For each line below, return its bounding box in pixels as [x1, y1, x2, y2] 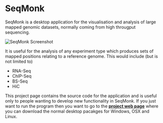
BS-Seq [12, 78, 28, 84]
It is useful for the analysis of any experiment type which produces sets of [5, 48, 154, 54]
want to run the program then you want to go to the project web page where [5, 103, 159, 109]
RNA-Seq [12, 68, 31, 73]
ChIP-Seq [12, 73, 32, 79]
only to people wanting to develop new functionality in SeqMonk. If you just [5, 98, 156, 104]
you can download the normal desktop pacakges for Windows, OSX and [5, 108, 149, 114]
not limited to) [5, 58, 33, 64]
